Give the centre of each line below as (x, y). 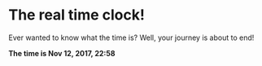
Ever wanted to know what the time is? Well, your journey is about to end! (131, 37)
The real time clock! (76, 15)
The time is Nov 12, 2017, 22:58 (62, 53)
